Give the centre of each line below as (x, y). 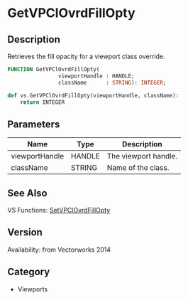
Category (29, 272)
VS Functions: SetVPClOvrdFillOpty (59, 210)
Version (25, 232)
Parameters (34, 124)
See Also (27, 193)
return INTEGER (43, 102)
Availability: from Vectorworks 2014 (59, 250)
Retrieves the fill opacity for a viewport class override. (86, 56)
